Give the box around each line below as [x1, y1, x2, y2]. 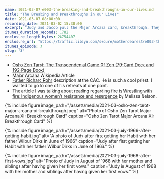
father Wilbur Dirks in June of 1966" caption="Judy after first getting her [5, 138, 150, 144]
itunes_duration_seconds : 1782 [5, 30, 69, 35]
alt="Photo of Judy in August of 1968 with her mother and [36, 158, 153, 164]
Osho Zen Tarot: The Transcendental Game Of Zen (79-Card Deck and [12, 62, 154, 68]
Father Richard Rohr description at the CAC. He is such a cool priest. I [12, 77, 152, 83]
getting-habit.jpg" [5, 133, 41, 139]
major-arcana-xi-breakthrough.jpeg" [5, 107, 79, 113]
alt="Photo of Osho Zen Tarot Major [79, 107, 151, 113]
